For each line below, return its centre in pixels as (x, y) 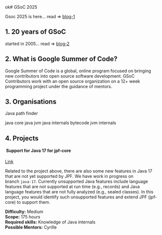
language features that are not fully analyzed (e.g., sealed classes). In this (79, 192)
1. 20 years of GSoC (36, 32)
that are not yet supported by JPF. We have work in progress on (69, 176)
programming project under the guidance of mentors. (59, 86)
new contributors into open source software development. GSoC (70, 76)
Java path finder (21, 113)
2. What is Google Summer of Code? (61, 59)
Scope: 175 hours (23, 217)
